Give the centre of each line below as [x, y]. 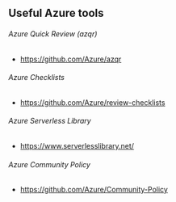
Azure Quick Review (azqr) [53, 34]
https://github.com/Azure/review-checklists [92, 102]
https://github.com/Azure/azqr [71, 59]
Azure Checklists [36, 78]
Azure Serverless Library [50, 121]
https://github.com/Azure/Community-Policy [94, 190]
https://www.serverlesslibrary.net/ [77, 146]
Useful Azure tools [56, 13]
